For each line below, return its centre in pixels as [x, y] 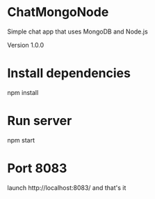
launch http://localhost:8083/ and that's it [67, 187]
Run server [40, 121]
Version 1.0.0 [26, 45]
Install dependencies [69, 73]
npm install [23, 92]
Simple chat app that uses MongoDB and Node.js [77, 31]
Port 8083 [37, 168]
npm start [21, 140]
